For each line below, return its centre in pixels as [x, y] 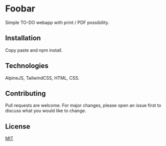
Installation [23, 38]
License [18, 126]
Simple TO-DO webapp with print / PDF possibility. [57, 22]
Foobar [20, 9]
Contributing [25, 93]
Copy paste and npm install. [34, 50]
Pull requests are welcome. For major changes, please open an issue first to [83, 106]
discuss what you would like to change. [46, 111]
